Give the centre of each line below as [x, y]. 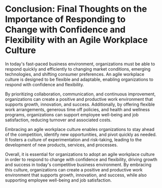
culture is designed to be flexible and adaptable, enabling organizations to [79, 79]
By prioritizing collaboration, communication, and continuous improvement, [80, 94]
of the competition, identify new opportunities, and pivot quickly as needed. [81, 134]
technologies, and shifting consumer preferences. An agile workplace [75, 74]
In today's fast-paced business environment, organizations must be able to [80, 64]
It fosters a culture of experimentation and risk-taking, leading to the [73, 139]
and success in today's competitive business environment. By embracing [78, 165]
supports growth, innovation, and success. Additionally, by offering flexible [80, 104]
